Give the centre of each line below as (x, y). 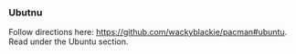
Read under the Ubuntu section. (69, 41)
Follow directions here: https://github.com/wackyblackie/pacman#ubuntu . (148, 32)
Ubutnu (26, 13)
